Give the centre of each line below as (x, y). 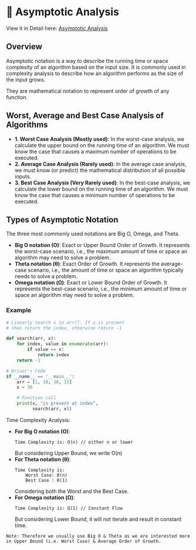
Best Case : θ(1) (46, 480)
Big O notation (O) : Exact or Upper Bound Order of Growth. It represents (102, 245)
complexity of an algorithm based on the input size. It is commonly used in (96, 67)
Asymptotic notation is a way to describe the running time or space (87, 60)
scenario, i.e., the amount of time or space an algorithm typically (106, 270)
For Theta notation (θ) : (43, 459)
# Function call (37, 398)
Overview (24, 47)
